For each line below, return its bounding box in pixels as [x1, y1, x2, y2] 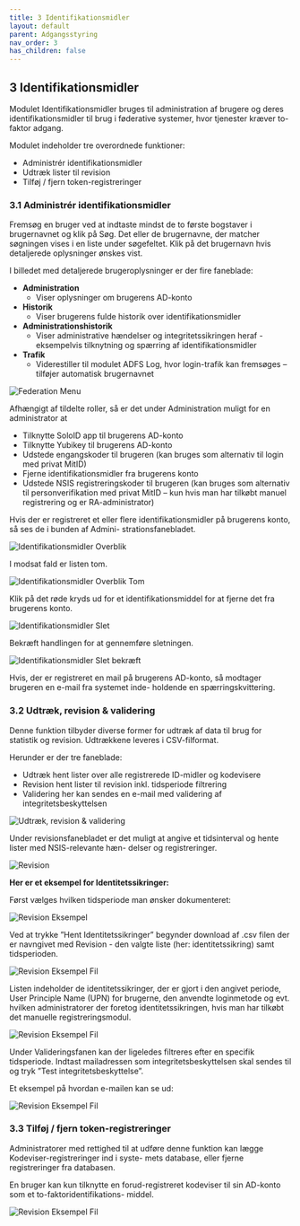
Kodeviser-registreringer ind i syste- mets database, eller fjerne [9, 1152, 244, 1163]
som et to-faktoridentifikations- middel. [9, 1188, 154, 1199]
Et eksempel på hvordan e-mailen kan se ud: [9, 1082, 174, 1093]
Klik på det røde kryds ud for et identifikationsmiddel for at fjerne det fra [9, 593, 275, 604]
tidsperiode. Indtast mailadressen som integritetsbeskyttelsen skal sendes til [9, 1055, 292, 1066]
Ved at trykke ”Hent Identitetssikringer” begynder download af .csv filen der [9, 929, 290, 940]
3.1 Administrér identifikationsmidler [9, 198, 172, 211]
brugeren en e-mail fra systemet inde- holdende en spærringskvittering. [9, 682, 276, 693]
